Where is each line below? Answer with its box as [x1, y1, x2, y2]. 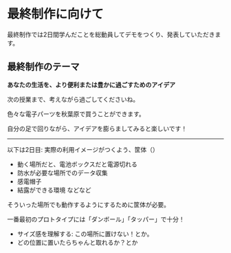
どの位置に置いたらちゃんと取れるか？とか [16, 238, 138, 246]
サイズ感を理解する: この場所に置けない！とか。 [16, 230, 153, 238]
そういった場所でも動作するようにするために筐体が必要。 [7, 200, 170, 208]
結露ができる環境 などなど [16, 186, 91, 194]
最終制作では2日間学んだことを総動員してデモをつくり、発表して [7, 30, 191, 38]
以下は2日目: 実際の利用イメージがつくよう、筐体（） [7, 145, 159, 153]
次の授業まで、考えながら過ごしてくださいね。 [7, 95, 140, 103]
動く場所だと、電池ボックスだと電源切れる [16, 159, 137, 168]
